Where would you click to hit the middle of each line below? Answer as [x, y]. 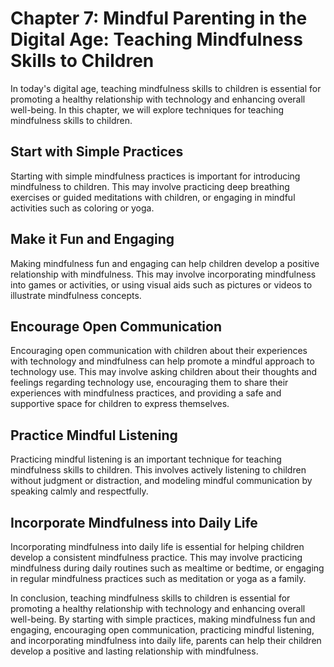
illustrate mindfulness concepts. [76, 295]
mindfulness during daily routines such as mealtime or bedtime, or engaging [167, 568]
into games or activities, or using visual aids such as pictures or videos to [161, 284]
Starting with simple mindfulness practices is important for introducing [155, 176]
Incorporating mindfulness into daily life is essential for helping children [157, 546]
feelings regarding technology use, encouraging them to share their [149, 383]
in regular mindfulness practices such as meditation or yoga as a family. [158, 578]
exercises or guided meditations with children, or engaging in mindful [153, 197]
